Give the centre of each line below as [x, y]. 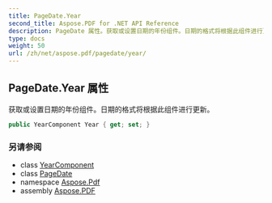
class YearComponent [57, 165]
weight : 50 [27, 46]
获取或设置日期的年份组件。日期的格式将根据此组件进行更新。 [111, 109]
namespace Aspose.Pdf [60, 182]
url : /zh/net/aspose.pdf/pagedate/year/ [78, 53]
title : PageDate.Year [45, 16]
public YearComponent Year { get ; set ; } [79, 125]
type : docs [27, 38]
